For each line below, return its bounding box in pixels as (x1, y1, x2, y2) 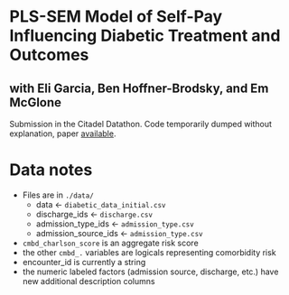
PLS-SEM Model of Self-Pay (9, 6, 223, 27)
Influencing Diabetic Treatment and (9, 25, 281, 46)
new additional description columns (22, 275, 155, 286)
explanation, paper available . (9, 128, 117, 139)
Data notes (9, 160, 93, 180)
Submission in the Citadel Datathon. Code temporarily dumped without (9, 119, 273, 129)
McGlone (9, 95, 61, 110)
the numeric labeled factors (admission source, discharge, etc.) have (22, 266, 279, 277)
